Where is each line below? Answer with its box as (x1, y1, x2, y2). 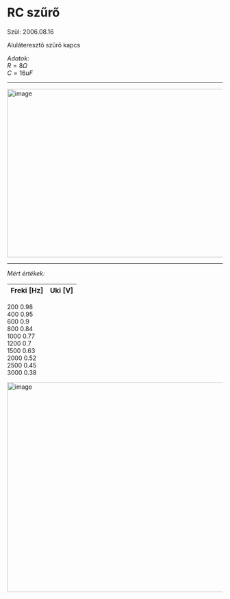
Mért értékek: (7, 269, 45, 278)
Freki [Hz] (10, 285, 44, 295)
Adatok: (7, 54, 29, 63)
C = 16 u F (7, 69, 33, 77)
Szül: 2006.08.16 (7, 27, 54, 36)
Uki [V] (50, 285, 74, 295)
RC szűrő (7, 5, 60, 21)
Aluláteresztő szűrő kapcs (7, 41, 81, 49)
